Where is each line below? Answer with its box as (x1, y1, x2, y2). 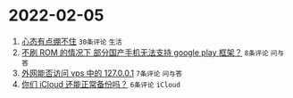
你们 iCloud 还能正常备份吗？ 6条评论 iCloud (21, 78, 180, 89)
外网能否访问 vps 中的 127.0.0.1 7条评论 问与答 (21, 68, 183, 78)
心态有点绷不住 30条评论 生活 (21, 36, 122, 46)
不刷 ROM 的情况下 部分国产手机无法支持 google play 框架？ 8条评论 (21, 46, 269, 58)
